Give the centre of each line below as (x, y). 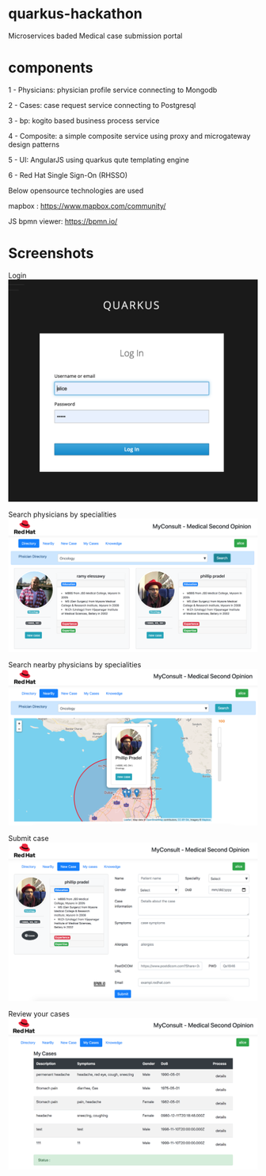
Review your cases (39, 1014)
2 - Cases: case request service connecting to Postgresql (102, 105)
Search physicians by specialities (63, 514)
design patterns (34, 144)
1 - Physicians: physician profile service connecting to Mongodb (113, 90)
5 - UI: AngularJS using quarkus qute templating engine (99, 159)
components (51, 68)
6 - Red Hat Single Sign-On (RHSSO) (68, 175)
